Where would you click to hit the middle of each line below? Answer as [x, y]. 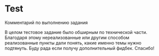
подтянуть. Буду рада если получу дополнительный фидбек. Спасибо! [80, 48]
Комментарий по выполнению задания [46, 22]
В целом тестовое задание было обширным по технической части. [76, 32]
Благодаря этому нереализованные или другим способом [67, 37]
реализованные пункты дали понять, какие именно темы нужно [73, 42]
